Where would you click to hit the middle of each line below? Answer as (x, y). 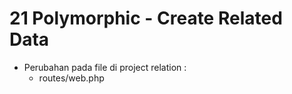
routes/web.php (71, 78)
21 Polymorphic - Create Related (146, 18)
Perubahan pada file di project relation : (105, 67)
